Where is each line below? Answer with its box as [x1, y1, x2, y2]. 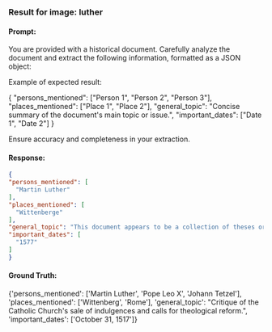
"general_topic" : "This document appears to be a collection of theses [8, 223, 255, 232]
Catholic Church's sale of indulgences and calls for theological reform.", [8, 306, 249, 316]
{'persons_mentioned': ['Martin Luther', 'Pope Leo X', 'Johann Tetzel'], [8, 289, 242, 299]
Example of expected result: [8, 78, 103, 87]
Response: [8, 153, 46, 162]
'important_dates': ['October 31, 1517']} [8, 314, 138, 325]
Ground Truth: [8, 271, 57, 280]
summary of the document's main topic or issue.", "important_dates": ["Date [8, 110, 262, 120]
